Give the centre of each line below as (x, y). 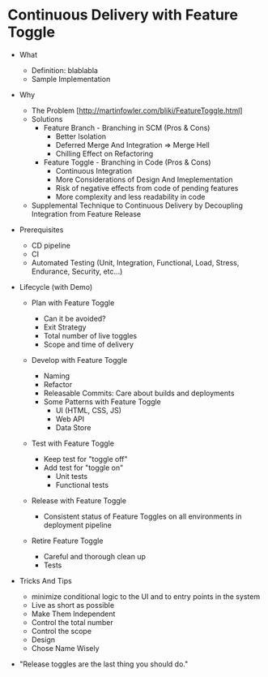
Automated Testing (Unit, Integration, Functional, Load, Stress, (135, 262)
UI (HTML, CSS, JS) (89, 410)
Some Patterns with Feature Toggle (102, 401)
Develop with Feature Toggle (79, 360)
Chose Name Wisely (65, 648)
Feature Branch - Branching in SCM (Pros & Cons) (127, 127)
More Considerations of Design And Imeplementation (144, 179)
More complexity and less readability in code (130, 196)
